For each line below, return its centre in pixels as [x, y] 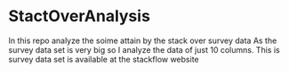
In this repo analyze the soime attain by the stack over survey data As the [143, 40]
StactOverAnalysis [79, 16]
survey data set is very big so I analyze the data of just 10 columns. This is [144, 49]
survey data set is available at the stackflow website [104, 59]
